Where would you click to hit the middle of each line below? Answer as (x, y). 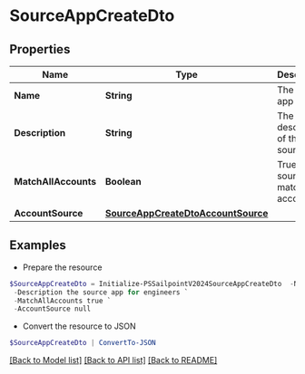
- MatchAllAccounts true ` (62, 301)
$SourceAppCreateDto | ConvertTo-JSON (83, 343)
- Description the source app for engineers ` (101, 292)
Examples (38, 245)
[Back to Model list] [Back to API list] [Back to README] (113, 360)
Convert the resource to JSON (79, 326)
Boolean (123, 182)
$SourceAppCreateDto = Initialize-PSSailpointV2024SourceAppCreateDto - (152, 283)
